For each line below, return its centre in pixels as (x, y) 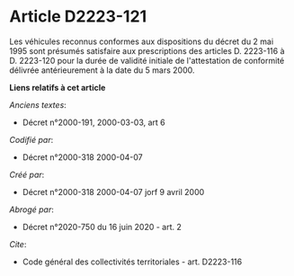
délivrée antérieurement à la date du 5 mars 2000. (102, 70)
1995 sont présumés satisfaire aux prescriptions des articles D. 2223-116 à (147, 50)
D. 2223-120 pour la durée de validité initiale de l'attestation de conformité (147, 60)
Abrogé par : (31, 209)
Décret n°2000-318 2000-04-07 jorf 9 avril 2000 (113, 191)
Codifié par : (31, 139)
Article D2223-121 (78, 17)
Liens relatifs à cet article (58, 87)
